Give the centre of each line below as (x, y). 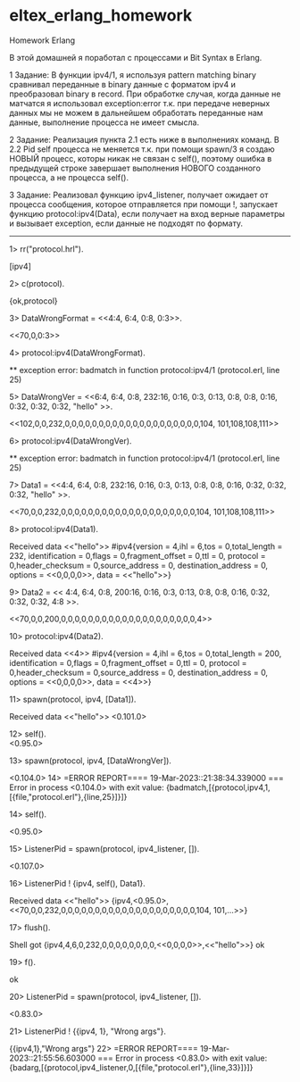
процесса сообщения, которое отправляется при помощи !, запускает (144, 204)
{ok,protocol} (33, 301)
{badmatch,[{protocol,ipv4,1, (218, 787)
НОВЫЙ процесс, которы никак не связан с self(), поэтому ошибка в (141, 158)
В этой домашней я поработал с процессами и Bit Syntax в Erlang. (136, 57)
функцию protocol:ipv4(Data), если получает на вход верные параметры (147, 213)
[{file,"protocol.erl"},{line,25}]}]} (68, 796)
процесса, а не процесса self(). (69, 177)
